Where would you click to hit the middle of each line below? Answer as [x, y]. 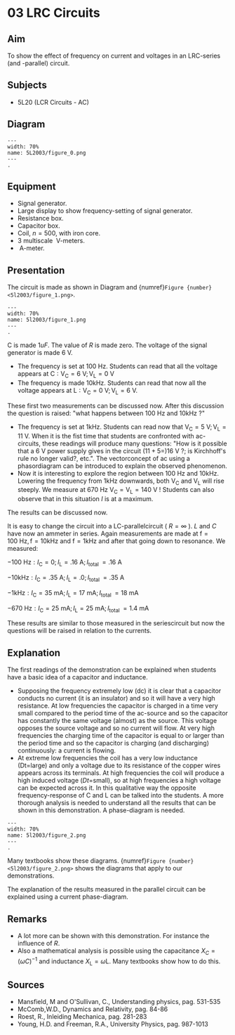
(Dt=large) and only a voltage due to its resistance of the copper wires [119, 766]
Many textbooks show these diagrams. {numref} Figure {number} [101, 861]
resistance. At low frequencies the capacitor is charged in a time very [118, 706]
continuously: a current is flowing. [67, 750]
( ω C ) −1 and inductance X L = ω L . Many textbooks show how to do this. [119, 961]
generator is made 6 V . [40, 353]
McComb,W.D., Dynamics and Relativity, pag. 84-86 [93, 1009]
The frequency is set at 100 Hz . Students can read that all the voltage [117, 366]
